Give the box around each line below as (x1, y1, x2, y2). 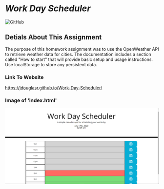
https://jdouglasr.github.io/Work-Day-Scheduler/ (5, 85, 102, 91)
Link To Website (5, 74, 44, 80)
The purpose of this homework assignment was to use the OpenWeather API (5, 46, 159, 52)
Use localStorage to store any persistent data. (5, 61, 98, 67)
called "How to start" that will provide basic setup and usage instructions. (5, 57, 153, 62)
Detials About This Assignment (5, 33, 102, 41)
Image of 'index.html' (5, 97, 57, 104)
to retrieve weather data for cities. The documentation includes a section (5, 51, 151, 57)
